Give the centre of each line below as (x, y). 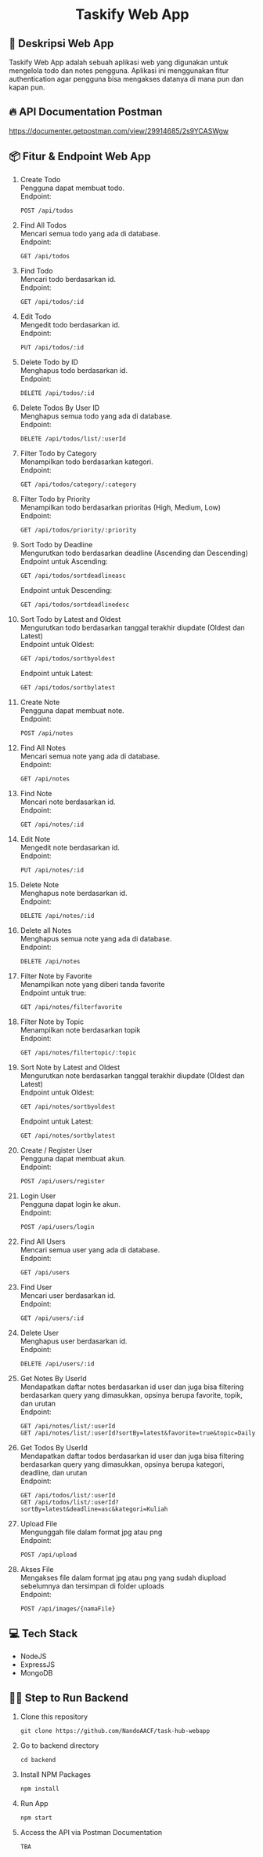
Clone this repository (54, 1716)
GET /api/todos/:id (52, 302)
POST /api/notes (47, 733)
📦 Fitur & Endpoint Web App (80, 157)
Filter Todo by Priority (55, 499)
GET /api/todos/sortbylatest (68, 687)
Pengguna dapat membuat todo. (72, 188)
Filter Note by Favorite (56, 976)
